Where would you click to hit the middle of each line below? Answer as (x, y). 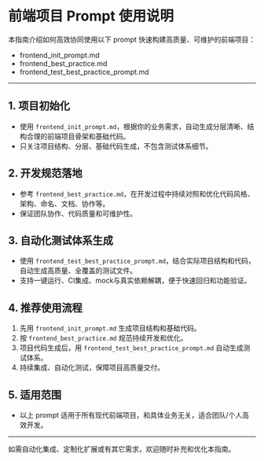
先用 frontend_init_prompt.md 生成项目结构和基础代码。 (110, 328)
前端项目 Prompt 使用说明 (91, 16)
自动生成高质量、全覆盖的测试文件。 (78, 271)
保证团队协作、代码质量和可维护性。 (78, 213)
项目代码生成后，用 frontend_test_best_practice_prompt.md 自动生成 (131, 348)
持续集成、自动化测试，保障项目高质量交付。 (92, 367)
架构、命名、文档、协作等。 (64, 203)
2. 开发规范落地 (45, 173)
